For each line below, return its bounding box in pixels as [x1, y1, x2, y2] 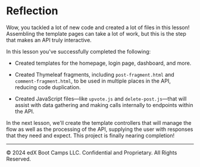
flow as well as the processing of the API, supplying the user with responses [6, 125, 193, 133]
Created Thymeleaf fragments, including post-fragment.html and [14, 71, 174, 78]
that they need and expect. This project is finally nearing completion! [6, 132, 174, 139]
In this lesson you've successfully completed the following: [6, 48, 151, 55]
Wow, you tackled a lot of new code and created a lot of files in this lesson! [6, 24, 190, 31]
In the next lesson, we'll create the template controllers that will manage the [6, 119, 192, 126]
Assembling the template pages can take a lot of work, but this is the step [6, 30, 186, 37]
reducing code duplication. [14, 83, 81, 90]
